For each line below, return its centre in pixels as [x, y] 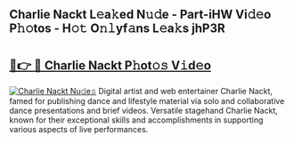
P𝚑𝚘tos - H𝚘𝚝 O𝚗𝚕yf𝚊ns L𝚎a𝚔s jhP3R [117, 29]
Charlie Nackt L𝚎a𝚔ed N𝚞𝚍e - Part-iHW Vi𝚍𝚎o [140, 15]
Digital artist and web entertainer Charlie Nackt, [186, 91]
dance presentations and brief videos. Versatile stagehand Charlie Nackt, [144, 111]
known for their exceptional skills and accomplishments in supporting [136, 120]
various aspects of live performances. [79, 129]
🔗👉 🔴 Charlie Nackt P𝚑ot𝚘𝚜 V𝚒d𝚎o [110, 65]
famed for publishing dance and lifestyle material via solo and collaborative [147, 101]
